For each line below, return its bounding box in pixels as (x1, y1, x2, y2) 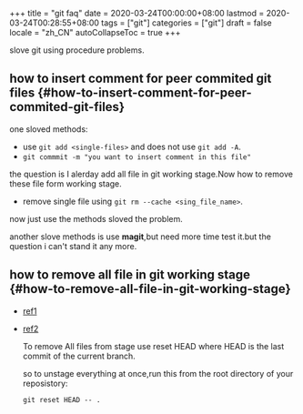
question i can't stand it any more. (9, 240, 137, 251)
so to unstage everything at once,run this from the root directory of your (22, 368, 294, 379)
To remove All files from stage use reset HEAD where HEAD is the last (22, 340, 285, 351)
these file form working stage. (9, 177, 123, 189)
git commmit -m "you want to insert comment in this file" (22, 152, 252, 162)
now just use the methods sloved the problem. (9, 213, 184, 224)
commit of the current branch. (22, 350, 136, 361)
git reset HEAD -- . (22, 395, 101, 404)
